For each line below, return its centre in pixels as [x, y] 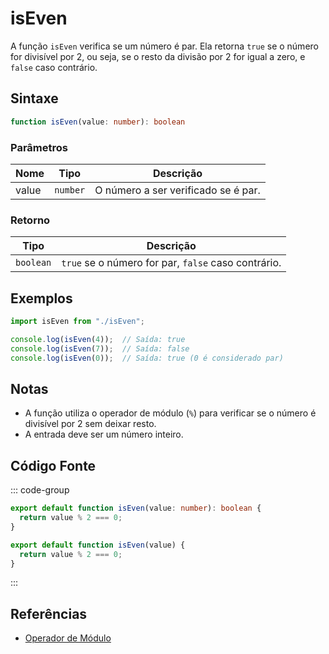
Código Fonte [53, 465]
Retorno [30, 220]
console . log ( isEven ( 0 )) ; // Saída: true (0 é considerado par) [147, 358]
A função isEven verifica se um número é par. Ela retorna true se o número [164, 46]
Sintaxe [34, 98]
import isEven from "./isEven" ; [77, 322]
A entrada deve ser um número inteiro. [104, 434]
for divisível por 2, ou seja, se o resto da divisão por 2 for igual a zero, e [158, 56]
